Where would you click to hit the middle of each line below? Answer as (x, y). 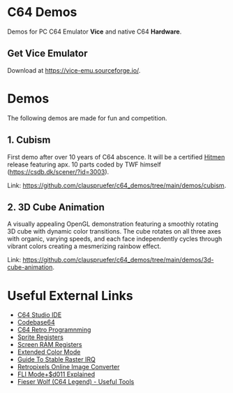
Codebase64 (36, 322)
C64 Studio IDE (39, 315)
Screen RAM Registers (50, 345)
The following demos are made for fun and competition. (87, 118)
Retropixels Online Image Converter (68, 367)
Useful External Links (70, 295)
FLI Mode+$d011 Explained (56, 374)
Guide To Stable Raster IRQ (56, 359)
